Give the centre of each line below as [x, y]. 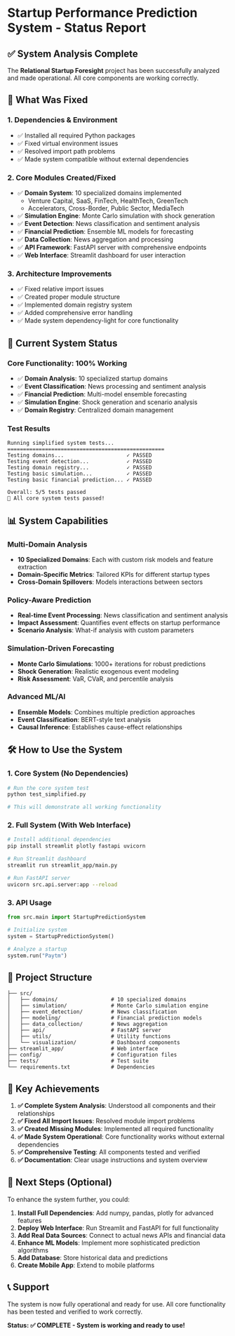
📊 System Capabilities [58, 521]
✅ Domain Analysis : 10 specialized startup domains [93, 378]
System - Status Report [77, 28]
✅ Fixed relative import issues [60, 289]
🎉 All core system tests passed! [56, 499]
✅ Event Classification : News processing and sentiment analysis [112, 386]
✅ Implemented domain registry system [75, 305]
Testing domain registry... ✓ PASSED [80, 468]
